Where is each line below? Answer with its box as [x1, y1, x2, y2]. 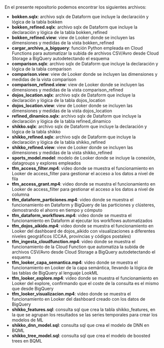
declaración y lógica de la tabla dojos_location [11, 97, 106, 103]
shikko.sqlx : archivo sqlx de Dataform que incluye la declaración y [11, 124, 147, 129]
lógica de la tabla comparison [11, 66, 72, 72]
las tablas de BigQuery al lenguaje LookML [11, 270, 99, 276]
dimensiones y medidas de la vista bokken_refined [11, 40, 114, 46]
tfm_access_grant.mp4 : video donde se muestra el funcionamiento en [11, 181, 156, 187]
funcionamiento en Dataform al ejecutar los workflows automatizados [11, 218, 153, 223]
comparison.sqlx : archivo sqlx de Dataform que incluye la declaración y [11, 61, 158, 66]
